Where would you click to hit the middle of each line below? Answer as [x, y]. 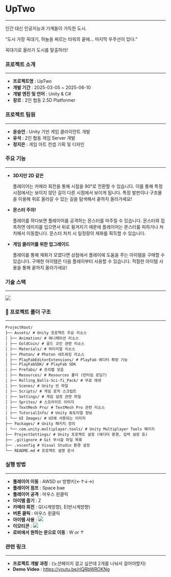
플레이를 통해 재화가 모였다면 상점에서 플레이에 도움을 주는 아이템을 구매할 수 [89, 255]
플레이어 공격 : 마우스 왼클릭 [40, 494]
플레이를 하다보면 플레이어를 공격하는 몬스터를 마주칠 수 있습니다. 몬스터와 [86, 220]
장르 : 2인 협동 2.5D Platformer [44, 100]
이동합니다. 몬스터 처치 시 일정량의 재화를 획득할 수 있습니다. [86, 233]
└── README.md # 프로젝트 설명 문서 [40, 451]
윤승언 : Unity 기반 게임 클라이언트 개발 [51, 131]
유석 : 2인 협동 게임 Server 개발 [44, 138]
